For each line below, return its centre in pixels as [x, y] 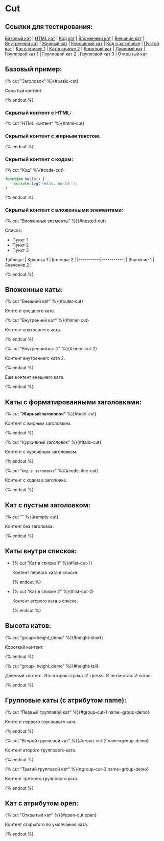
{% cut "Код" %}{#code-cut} [35, 170]
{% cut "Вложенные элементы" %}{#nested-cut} [56, 221]
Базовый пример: [34, 69]
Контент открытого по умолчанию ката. [47, 824]
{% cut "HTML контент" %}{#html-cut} [45, 123]
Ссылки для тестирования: [49, 27]
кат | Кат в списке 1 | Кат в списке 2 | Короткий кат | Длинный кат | [75, 49]
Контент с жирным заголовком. [38, 423]
